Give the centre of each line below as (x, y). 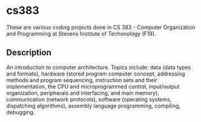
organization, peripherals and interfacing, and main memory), (83, 93)
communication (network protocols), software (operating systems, (89, 99)
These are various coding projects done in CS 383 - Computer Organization (101, 27)
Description (29, 53)
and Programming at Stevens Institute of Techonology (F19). (81, 33)
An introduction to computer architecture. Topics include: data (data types (99, 67)
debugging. (21, 112)
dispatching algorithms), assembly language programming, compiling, (94, 106)
